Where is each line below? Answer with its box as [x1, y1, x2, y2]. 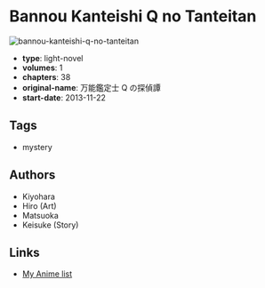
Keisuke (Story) [21, 220, 79, 230]
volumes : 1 [21, 62, 63, 73]
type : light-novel [21, 52, 84, 63]
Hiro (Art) [21, 200, 57, 211]
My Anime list [21, 268, 73, 279]
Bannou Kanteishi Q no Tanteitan [9, 6, 257, 27]
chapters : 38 [21, 71, 71, 82]
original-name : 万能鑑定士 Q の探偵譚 [21, 82, 162, 92]
